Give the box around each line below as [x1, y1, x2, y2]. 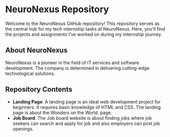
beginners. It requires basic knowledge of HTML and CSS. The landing [12, 104, 161, 110]
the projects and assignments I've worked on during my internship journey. [5, 31, 162, 37]
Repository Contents [5, 85, 73, 94]
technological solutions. [5, 70, 55, 76]
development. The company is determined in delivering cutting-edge [5, 65, 150, 71]
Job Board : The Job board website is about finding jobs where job [12, 115, 152, 121]
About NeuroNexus [5, 46, 68, 54]
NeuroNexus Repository [5, 4, 109, 15]
